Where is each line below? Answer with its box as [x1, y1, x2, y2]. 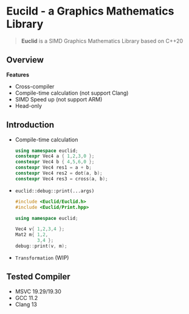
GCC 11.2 [15, 294, 38, 301]
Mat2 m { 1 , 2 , [15, 232, 49, 238]
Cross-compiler [15, 83, 55, 90]
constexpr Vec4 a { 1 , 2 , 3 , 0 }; [15, 153, 95, 159]
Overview [6, 55, 44, 65]
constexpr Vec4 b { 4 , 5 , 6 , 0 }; [15, 159, 95, 165]
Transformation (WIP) [15, 254, 69, 261]
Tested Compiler [6, 271, 71, 282]
